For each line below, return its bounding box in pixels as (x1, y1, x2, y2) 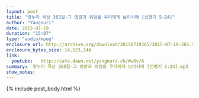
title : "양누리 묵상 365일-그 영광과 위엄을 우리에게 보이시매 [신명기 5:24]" (6, 14, 175, 20)
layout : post (6, 8, 38, 15)
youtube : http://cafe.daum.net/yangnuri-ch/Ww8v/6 (11, 58, 145, 64)
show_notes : (6, 69, 36, 75)
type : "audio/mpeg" (6, 36, 54, 42)
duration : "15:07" (6, 31, 52, 37)
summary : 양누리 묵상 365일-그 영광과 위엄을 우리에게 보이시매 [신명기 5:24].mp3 (6, 63, 188, 70)
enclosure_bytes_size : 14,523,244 (6, 47, 92, 53)
